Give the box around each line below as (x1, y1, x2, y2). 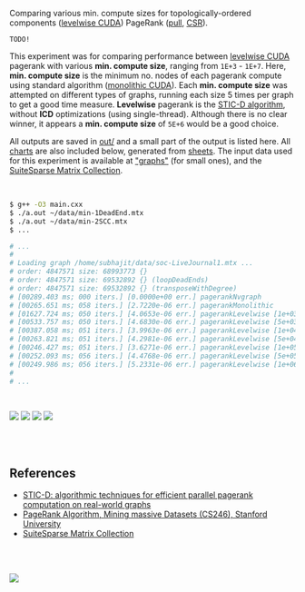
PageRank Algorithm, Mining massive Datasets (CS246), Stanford (22, 508, 268, 520)
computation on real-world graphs (22, 499, 152, 510)
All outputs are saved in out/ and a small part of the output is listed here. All (9, 136, 290, 146)
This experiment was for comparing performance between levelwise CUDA (9, 51, 290, 62)
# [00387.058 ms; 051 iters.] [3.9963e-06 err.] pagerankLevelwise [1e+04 (9, 326, 299, 335)
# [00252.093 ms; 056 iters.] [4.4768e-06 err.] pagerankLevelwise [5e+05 (9, 351, 299, 360)
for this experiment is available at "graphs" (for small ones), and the (9, 155, 262, 166)
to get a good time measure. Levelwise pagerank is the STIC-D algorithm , (9, 99, 286, 110)
